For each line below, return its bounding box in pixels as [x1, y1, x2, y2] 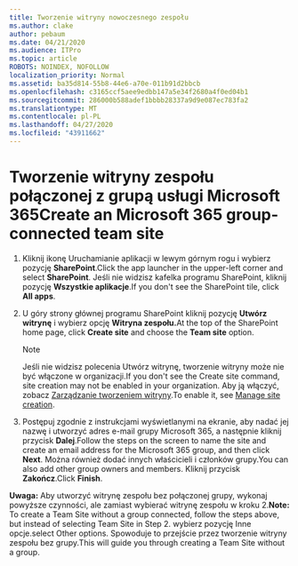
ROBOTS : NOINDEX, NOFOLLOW [9, 63, 109, 72]
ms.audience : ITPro [9, 46, 82, 55]
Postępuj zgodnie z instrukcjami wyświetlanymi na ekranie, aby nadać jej [21, 416, 289, 426]
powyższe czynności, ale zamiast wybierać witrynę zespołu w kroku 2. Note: [9, 499, 290, 510]
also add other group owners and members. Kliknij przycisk [21, 463, 240, 474]
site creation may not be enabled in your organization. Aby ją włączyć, [21, 379, 280, 391]
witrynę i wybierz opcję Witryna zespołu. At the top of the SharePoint [21, 317, 278, 328]
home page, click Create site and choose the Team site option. [21, 326, 255, 338]
